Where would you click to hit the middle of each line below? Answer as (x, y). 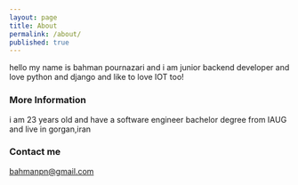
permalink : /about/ (45, 34)
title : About (33, 26)
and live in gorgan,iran (50, 129)
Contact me (35, 152)
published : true (39, 42)
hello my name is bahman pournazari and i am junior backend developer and (149, 68)
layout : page (33, 17)
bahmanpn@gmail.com (52, 171)
